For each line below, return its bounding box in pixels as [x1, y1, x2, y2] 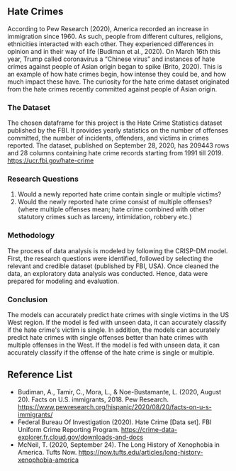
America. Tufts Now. [17, 448, 77, 456]
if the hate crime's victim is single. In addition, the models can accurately [7, 326, 220, 334]
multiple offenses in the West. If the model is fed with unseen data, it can [7, 340, 220, 349]
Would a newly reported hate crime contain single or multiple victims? [17, 190, 222, 199]
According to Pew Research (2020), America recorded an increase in [7, 24, 209, 33]
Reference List [7, 369, 73, 381]
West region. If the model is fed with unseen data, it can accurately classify [7, 318, 227, 326]
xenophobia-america [17, 455, 79, 464]
